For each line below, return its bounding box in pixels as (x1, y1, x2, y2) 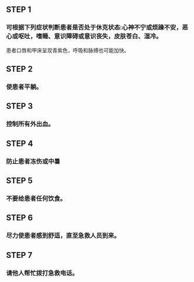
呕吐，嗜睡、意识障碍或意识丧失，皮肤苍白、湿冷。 (18, 32, 162, 41)
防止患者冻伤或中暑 (6, 157, 60, 165)
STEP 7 (6, 250, 33, 260)
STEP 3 (6, 101, 33, 111)
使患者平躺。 (6, 83, 43, 90)
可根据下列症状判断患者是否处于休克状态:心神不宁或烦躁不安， (6, 23, 182, 32)
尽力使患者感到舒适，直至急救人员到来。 (6, 231, 120, 240)
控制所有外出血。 (6, 120, 55, 128)
